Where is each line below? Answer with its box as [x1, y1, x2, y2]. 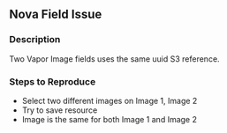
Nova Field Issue [9, 7, 102, 22]
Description [9, 33, 61, 46]
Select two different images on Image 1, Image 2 [21, 95, 198, 106]
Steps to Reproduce [9, 75, 96, 87]
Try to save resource [21, 105, 98, 115]
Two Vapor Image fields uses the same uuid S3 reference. [9, 53, 220, 64]
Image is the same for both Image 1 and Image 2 [21, 114, 197, 124]
